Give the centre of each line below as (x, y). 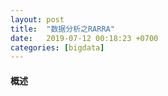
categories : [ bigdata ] (57, 47)
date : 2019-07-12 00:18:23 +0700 (84, 38)
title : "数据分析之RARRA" (62, 29)
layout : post (37, 19)
